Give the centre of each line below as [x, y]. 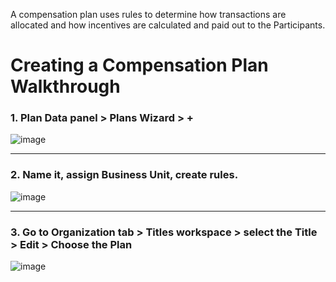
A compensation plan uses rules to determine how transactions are [148, 14]
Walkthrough [65, 86]
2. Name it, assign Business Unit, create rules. [124, 175]
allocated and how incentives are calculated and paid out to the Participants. [168, 25]
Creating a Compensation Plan [139, 65]
